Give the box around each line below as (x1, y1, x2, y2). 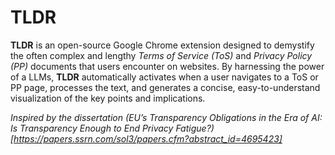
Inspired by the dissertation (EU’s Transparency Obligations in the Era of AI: (10, 111, 323, 123)
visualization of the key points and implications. (10, 92, 206, 104)
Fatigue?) (175, 122, 215, 134)
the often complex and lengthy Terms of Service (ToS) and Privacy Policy (10, 49, 313, 61)
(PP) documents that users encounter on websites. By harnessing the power (10, 60, 325, 72)
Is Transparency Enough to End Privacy (10, 122, 174, 134)
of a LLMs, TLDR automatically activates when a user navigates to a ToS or (10, 71, 319, 83)
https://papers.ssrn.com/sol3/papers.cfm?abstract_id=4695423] (13, 132, 283, 145)
